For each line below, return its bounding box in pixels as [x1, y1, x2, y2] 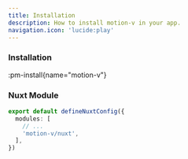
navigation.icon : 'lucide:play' [8, 26, 114, 34]
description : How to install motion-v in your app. [8, 19, 181, 27]
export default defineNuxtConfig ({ [8, 107, 125, 115]
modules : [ [15, 115, 51, 123]
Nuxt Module [8, 90, 59, 101]
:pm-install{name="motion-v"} [8, 70, 108, 79]
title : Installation [8, 11, 76, 20]
